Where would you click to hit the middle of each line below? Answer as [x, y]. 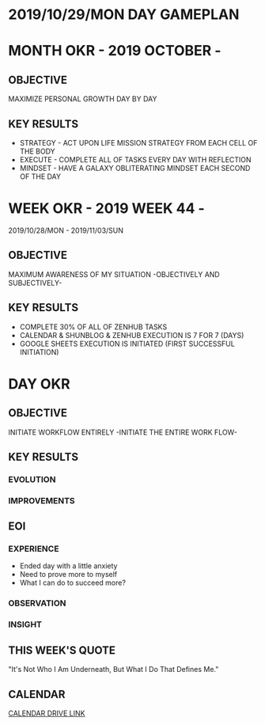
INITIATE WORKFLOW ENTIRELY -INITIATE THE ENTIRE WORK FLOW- [123, 432]
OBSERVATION [37, 603]
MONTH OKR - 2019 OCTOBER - [115, 51]
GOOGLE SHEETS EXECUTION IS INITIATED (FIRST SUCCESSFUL [127, 344]
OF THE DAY [40, 177]
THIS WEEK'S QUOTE [62, 650]
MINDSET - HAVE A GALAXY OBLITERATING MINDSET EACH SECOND [135, 168]
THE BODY [37, 151]
